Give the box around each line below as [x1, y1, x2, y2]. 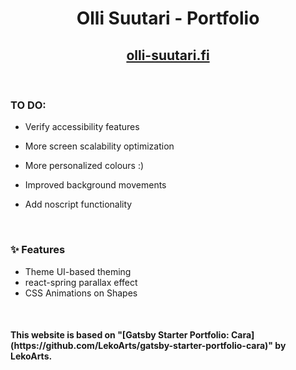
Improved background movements [24, 179, 167, 191]
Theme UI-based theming [24, 265, 132, 277]
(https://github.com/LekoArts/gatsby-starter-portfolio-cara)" [10, 340, 274, 352]
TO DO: [10, 98, 47, 112]
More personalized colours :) [24, 160, 145, 172]
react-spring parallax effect [24, 276, 138, 288]
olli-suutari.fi [126, 47, 210, 64]
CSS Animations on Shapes [24, 287, 138, 299]
